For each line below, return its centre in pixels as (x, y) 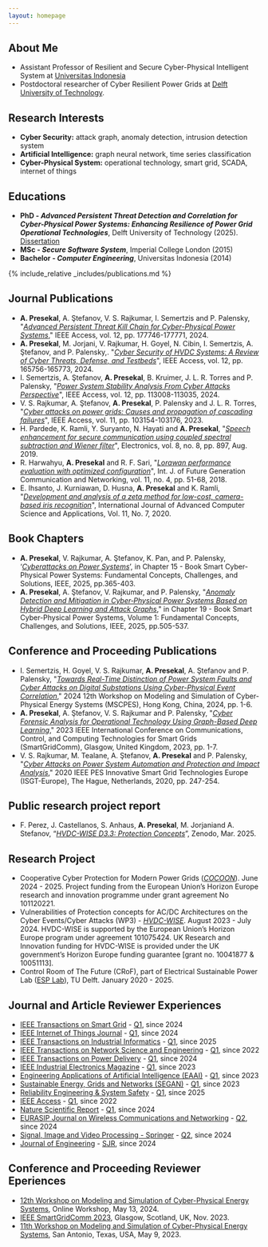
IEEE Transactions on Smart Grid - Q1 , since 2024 (101, 1024)
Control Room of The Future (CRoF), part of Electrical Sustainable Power (138, 972)
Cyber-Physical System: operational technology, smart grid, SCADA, (134, 163)
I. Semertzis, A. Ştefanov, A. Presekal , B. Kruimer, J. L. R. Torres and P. (136, 378)
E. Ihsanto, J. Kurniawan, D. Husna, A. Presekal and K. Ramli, (120, 488)
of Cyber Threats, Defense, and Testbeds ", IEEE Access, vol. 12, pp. (131, 360)
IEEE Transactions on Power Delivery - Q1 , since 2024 (108, 1058)
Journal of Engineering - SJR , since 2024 (88, 1143)
